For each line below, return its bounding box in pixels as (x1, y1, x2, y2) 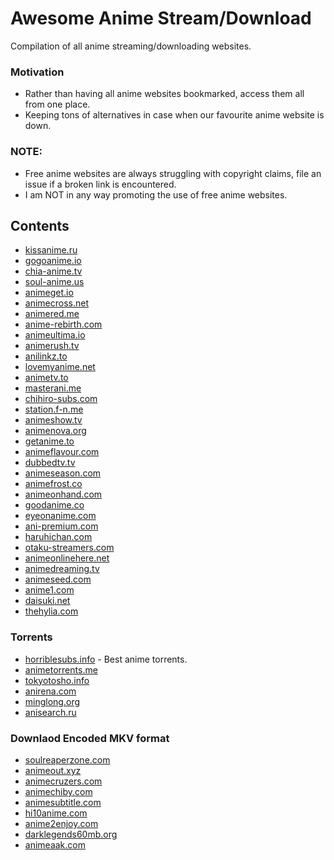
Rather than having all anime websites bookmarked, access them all (24, 88, 305, 100)
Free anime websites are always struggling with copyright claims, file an (24, 167, 322, 179)
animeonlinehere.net (24, 552, 110, 564)
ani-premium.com (24, 520, 99, 532)
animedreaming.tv (24, 563, 100, 575)
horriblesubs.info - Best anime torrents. (24, 653, 188, 665)
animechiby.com (24, 785, 93, 797)
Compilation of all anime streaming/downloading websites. (10, 40, 252, 52)
